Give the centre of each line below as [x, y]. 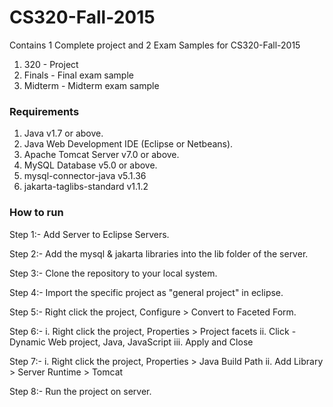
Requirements [44, 111]
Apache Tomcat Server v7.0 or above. [101, 155]
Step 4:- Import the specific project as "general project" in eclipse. [146, 292]
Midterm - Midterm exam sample [91, 85]
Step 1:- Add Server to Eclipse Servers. [89, 234]
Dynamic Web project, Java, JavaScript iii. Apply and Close [131, 342]
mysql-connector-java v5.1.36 [85, 176]
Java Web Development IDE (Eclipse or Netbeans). [128, 144]
